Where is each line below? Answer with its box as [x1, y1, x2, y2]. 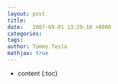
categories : [7, 30, 42, 37]
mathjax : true [7, 50, 49, 57]
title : [7, 17, 27, 24]
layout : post [7, 10, 46, 18]
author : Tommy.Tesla [7, 43, 68, 50]
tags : [7, 37, 23, 44]
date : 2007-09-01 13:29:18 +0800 [7, 23, 112, 30]
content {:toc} [17, 68, 58, 78]
